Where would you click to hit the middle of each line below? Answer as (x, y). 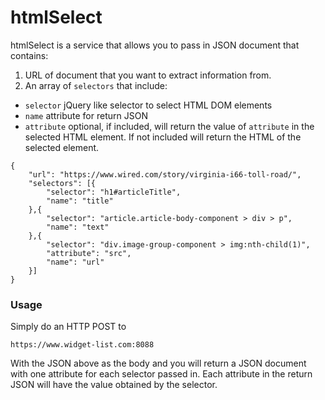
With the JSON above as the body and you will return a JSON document (158, 363)
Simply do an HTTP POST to (68, 327)
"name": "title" (80, 201)
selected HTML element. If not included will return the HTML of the (163, 137)
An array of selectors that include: (96, 85)
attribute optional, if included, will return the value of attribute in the (169, 126)
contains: (29, 55)
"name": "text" (78, 227)
